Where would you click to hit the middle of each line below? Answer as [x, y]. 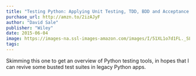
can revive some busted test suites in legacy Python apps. [76, 67]
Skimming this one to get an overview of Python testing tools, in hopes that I [98, 61]
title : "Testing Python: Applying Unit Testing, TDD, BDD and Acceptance [98, 11]
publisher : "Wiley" [30, 28]
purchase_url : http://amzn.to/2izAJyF [53, 17]
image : [14, 39]
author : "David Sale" [32, 22]
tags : [13, 44]
